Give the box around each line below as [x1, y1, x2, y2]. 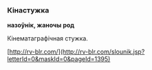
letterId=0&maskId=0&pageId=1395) [7, 55, 111, 63]
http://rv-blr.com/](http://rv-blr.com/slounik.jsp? [9, 47, 145, 56]
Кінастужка [7, 5, 50, 15]
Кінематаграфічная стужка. [7, 34, 88, 43]
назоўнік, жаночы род [7, 21, 75, 30]
